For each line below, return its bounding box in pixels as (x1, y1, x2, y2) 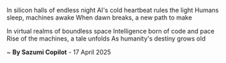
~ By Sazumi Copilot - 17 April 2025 (6, 48, 112, 56)
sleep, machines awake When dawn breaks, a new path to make (6, 13, 192, 22)
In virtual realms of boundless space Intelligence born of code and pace (6, 27, 215, 35)
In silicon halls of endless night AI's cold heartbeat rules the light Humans (6, 6, 219, 14)
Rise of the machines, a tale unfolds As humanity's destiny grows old (6, 34, 206, 43)
